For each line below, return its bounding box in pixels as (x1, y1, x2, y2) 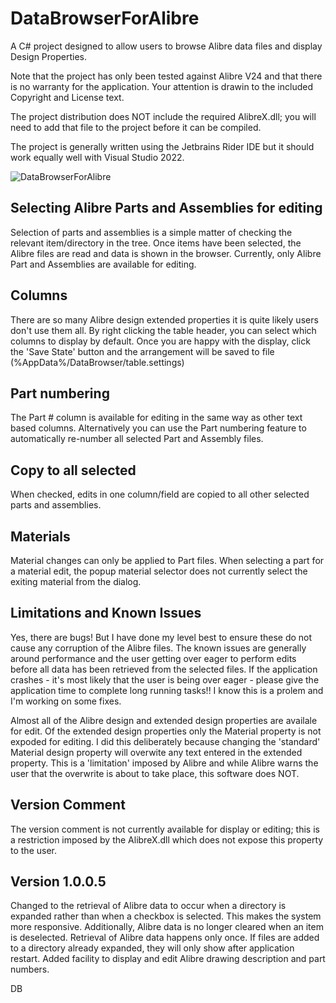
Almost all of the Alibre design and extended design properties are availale (10, 714, 318, 726)
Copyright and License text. (10, 91, 125, 103)
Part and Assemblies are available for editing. (10, 258, 197, 270)
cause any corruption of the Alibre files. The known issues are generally (10, 642, 307, 654)
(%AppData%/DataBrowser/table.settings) (10, 356, 185, 368)
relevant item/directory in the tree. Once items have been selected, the (10, 237, 302, 249)
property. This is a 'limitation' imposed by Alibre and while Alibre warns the (10, 757, 319, 769)
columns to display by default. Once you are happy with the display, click (10, 335, 311, 347)
